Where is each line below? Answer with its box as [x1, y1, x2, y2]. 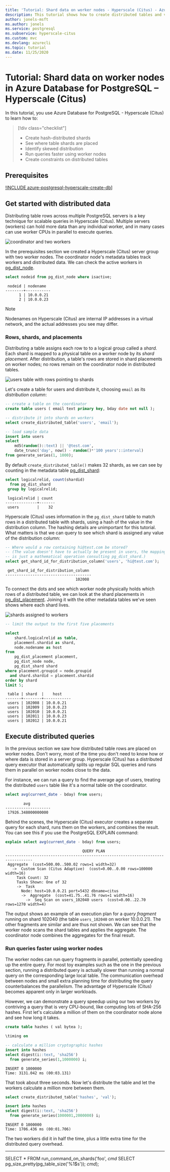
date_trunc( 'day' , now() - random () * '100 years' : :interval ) [14, 448, 144, 453]
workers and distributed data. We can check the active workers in [5, 259, 143, 266]
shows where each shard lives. [5, 602, 70, 608]
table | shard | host [7, 692, 62, 697]
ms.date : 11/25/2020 [5, 50, 49, 55]
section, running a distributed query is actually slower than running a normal [5, 967, 164, 973]
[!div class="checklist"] [17, 125, 67, 131]
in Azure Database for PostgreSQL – [5, 82, 159, 94]
